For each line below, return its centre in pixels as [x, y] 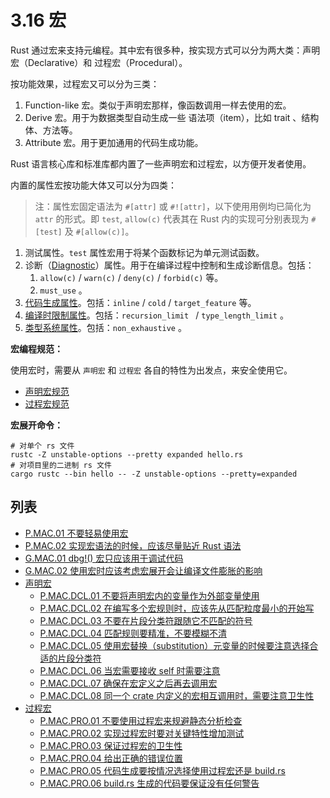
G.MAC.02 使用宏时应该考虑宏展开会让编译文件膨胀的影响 [143, 570]
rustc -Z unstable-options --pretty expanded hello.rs [127, 454]
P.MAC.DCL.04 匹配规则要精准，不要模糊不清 [133, 633]
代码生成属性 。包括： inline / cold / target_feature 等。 [140, 302]
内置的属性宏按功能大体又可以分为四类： [93, 185]
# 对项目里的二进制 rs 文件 [61, 465]
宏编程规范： [36, 348]
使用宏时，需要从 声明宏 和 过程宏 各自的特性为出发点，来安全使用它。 [151, 370]
